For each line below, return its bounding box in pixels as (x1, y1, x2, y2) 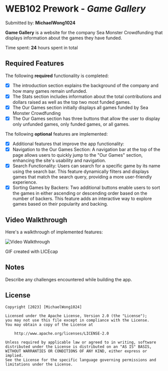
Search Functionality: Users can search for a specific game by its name (12, 163, 160, 169)
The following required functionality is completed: (5, 73, 109, 79)
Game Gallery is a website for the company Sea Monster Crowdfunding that (5, 29, 163, 35)
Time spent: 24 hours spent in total (5, 44, 78, 50)
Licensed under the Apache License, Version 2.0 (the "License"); (5, 313, 147, 318)
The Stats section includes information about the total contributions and (12, 93, 161, 99)
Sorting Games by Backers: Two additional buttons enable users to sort (12, 184, 160, 191)
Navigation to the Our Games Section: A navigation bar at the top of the (12, 147, 160, 153)
